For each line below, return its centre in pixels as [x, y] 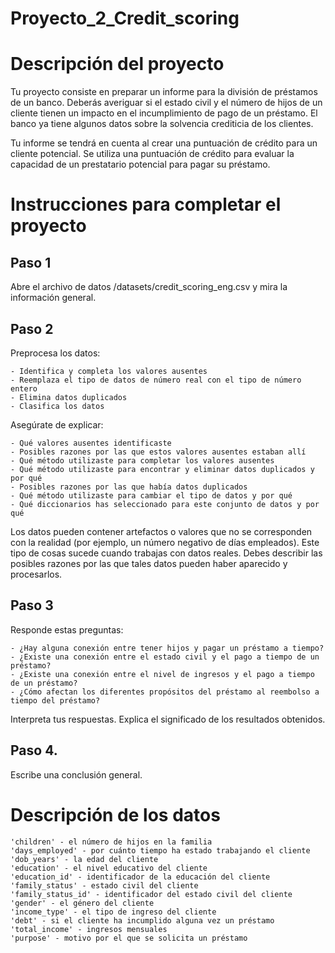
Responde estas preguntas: [67, 629]
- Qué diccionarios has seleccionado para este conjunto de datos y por [165, 504]
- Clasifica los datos [57, 406]
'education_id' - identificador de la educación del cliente [140, 877]
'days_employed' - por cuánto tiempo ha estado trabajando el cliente [160, 850]
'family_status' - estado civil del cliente [104, 885]
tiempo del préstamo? [55, 700]
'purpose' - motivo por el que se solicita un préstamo [129, 938]
